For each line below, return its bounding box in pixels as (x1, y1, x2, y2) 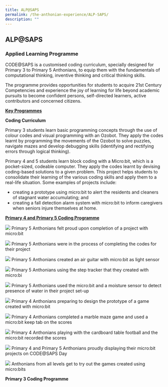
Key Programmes (5, 108, 42, 114)
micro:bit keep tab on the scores (5, 319, 72, 325)
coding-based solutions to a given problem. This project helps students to (5, 169, 158, 175)
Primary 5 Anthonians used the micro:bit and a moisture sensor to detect (11, 283, 161, 289)
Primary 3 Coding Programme (5, 376, 69, 382)
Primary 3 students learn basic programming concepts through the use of (5, 127, 157, 133)
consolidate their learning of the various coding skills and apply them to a (5, 174, 157, 180)
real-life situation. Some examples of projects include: (5, 179, 117, 185)
